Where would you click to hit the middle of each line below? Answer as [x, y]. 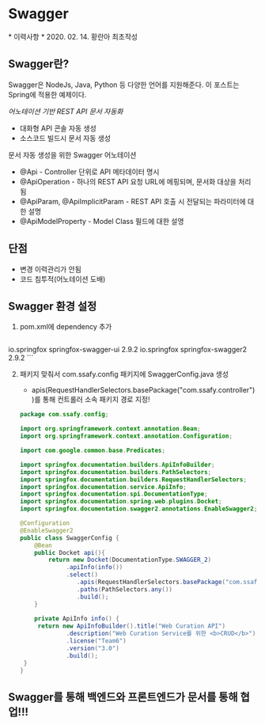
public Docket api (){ [70, 552]
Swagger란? [39, 64]
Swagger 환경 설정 [53, 306]
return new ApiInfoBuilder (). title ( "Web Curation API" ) [132, 626]
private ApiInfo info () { [77, 619]
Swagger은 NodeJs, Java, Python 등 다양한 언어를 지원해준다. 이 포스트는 [124, 85]
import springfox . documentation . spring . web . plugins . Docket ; [121, 502]
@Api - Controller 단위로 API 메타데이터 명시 [89, 172]
